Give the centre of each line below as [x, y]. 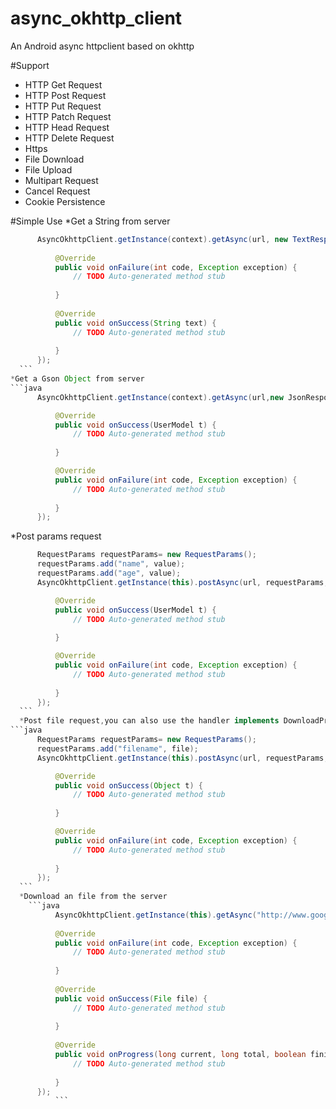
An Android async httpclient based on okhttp [102, 46]
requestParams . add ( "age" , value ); [109, 573]
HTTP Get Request [63, 84]
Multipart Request [61, 180]
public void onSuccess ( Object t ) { [128, 785]
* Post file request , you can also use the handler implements [149, 721]
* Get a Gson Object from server [77, 379]
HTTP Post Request [65, 95]
